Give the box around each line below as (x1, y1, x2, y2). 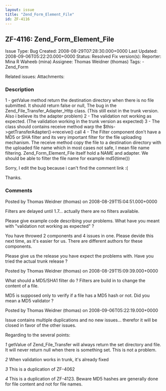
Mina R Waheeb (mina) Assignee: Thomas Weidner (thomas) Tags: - (5, 59, 145, 65)
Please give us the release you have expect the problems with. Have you (5, 253, 154, 259)
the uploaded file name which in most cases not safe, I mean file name (5, 145, 150, 151)
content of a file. (5, 283, 39, 289)
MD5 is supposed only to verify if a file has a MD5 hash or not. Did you (5, 292, 150, 298)
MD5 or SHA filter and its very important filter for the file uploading (5, 134, 142, 140)
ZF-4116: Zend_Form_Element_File (5, 35, 114, 43)
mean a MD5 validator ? (5, 297, 54, 303)
